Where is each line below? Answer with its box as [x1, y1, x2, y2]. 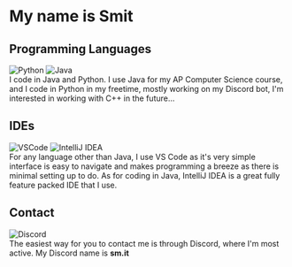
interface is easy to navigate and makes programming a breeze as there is [9, 161, 280, 172]
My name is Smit [9, 6, 134, 27]
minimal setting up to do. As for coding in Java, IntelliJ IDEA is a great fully [9, 170, 280, 180]
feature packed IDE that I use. [9, 179, 118, 190]
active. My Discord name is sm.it [9, 248, 130, 258]
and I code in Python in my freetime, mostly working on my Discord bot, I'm [9, 84, 284, 94]
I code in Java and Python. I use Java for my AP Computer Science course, [9, 74, 283, 85]
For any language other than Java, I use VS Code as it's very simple [9, 151, 257, 162]
